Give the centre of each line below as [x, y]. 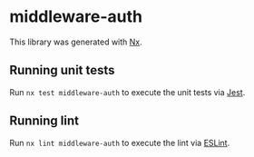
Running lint [44, 121]
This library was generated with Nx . [76, 42]
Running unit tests [62, 70]
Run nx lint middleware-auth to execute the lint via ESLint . [120, 142]
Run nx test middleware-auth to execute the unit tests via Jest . [127, 92]
